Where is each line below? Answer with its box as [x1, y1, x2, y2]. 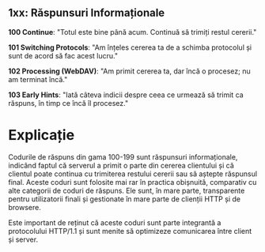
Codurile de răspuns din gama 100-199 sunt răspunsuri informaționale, [8, 152, 238, 161]
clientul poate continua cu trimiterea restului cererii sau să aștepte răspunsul [8, 169, 258, 179]
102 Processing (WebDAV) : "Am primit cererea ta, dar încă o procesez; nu [8, 66, 251, 76]
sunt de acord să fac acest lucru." [8, 51, 119, 60]
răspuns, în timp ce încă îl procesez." [8, 98, 129, 107]
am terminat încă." [8, 74, 68, 84]
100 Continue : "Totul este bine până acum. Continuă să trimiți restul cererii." [8, 27, 257, 36]
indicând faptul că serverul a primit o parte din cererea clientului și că [8, 160, 235, 170]
